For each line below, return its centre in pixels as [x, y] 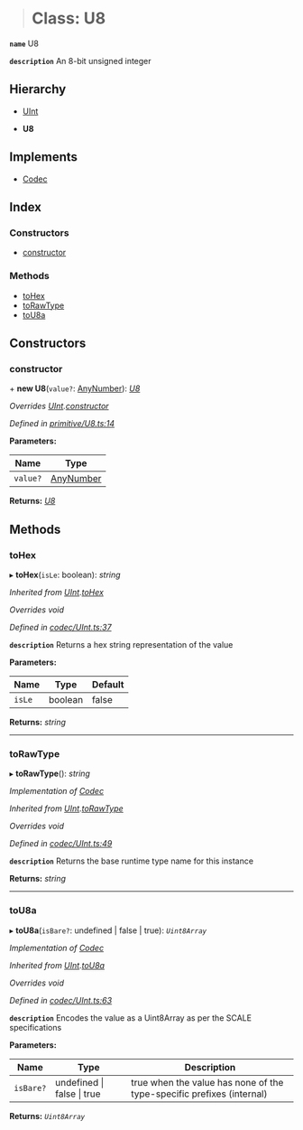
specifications [36, 1027]
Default [108, 684]
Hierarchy [38, 89]
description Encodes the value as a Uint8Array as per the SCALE [131, 1018]
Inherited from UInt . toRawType [66, 808]
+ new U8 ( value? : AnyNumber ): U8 [75, 388]
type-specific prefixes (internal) [199, 1094]
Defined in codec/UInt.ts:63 [61, 1000]
